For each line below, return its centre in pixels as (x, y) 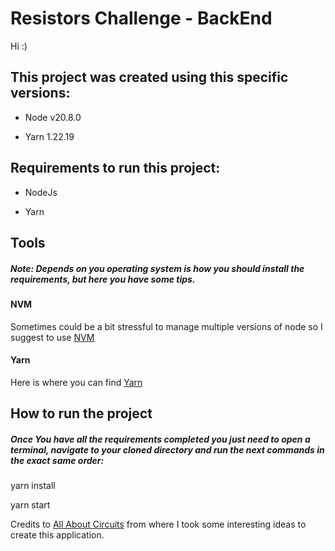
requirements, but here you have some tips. (103, 279)
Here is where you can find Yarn (76, 382)
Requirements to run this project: (115, 168)
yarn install (33, 486)
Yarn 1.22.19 (49, 136)
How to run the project (81, 413)
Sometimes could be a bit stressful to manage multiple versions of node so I (166, 326)
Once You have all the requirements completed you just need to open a (160, 439)
